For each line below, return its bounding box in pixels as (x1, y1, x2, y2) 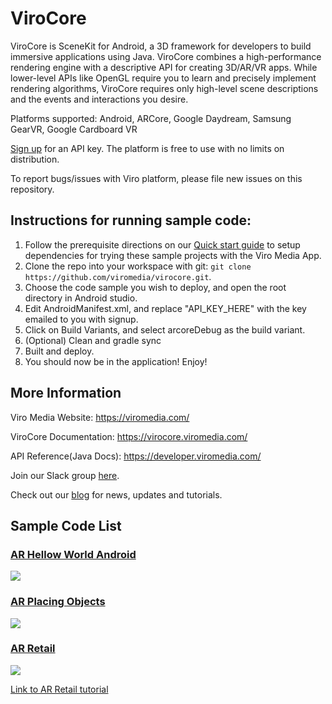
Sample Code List (10, 517, 122, 534)
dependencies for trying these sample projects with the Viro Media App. (24, 249, 322, 261)
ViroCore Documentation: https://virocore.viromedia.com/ (10, 430, 248, 442)
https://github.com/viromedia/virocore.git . (24, 270, 212, 282)
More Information (10, 385, 122, 402)
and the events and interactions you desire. (10, 93, 189, 105)
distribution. (10, 153, 60, 165)
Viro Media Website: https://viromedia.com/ (10, 411, 190, 423)
